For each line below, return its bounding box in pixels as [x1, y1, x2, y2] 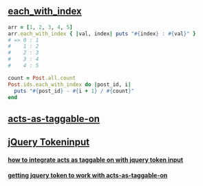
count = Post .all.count [8, 74, 76, 81]
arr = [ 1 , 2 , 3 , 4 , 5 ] [8, 23, 73, 30]
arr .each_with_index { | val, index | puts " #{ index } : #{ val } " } [8, 30, 196, 37]
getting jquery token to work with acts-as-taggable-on [8, 172, 168, 180]
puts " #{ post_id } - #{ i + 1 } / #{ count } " [14, 87, 135, 94]
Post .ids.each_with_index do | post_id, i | [8, 81, 131, 88]
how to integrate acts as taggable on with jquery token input [8, 155, 184, 164]
